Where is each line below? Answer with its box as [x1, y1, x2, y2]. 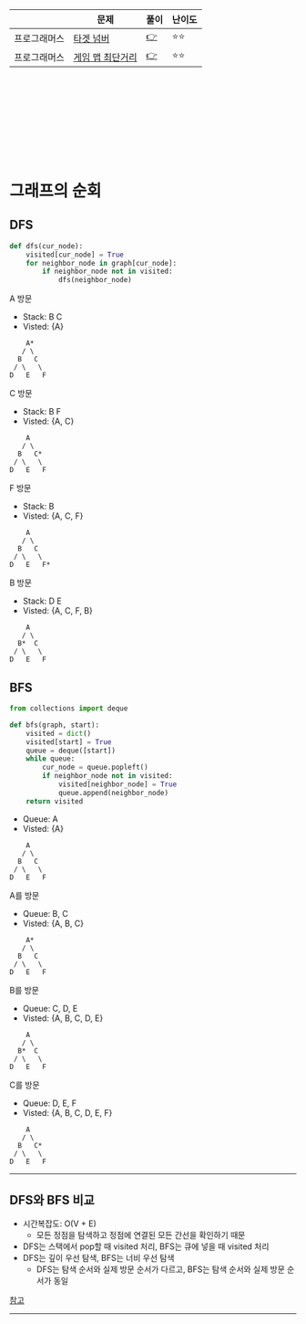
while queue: [25, 754, 76, 763]
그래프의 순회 [9, 181, 102, 201]
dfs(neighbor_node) [57, 276, 132, 285]
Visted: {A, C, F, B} [22, 605, 93, 616]
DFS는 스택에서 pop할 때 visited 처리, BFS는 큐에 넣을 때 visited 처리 [22, 1241, 270, 1252]
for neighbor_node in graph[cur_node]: [25, 258, 178, 268]
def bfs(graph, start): [9, 720, 100, 730]
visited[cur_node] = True [25, 250, 125, 259]
